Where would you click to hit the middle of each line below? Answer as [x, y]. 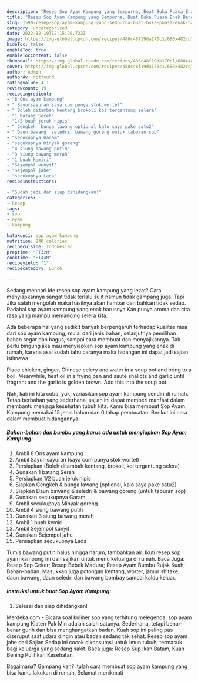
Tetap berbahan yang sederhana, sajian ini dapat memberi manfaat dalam [96, 400]
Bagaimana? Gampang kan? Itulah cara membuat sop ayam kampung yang [97, 666]
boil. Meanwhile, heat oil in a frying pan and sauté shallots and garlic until [95, 376]
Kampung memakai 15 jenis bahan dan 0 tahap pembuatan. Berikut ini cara [97, 412]
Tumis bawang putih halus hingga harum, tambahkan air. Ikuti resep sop [94, 552]
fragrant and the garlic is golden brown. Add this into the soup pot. [87, 382]
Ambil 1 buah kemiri [39, 522]
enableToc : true [26, 50]
